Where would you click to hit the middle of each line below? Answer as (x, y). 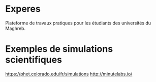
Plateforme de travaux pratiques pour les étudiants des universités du (78, 23)
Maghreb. (15, 28)
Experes (23, 9)
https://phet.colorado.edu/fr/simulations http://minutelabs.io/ (69, 74)
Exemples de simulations (59, 49)
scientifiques (34, 60)
